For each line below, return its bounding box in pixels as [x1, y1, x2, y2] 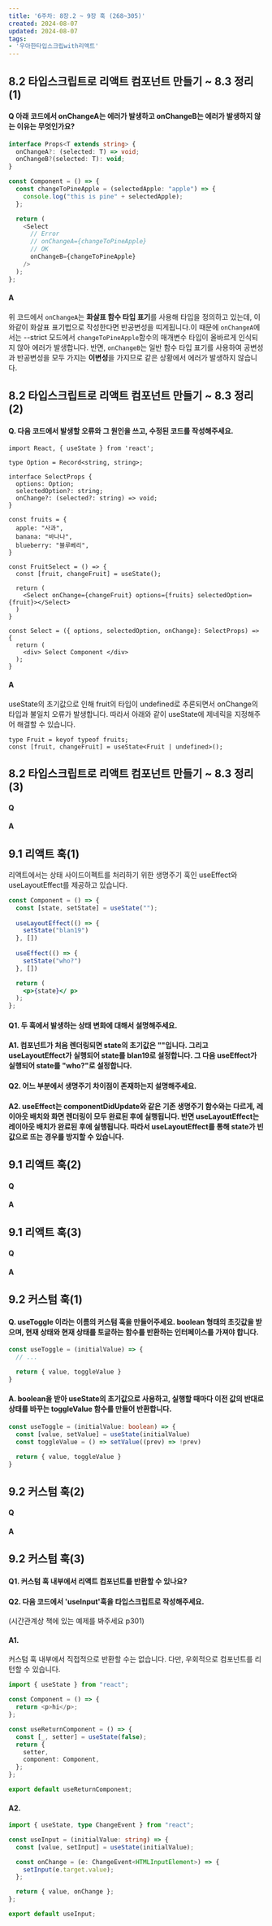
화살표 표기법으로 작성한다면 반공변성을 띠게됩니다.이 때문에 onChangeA [29, 322, 254, 332]
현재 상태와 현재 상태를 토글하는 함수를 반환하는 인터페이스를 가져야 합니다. [25, 1327, 259, 1337]
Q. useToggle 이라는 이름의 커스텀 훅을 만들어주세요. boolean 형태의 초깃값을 [8, 1317, 254, 1326]
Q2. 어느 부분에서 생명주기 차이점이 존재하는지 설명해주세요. [8, 1081, 197, 1091]
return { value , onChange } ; [15, 1888, 114, 1896]
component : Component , [23, 1755, 100, 1764]
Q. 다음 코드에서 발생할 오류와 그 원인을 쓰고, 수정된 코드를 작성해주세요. [8, 426, 234, 435]
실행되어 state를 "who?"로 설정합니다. [8, 1061, 132, 1071]
